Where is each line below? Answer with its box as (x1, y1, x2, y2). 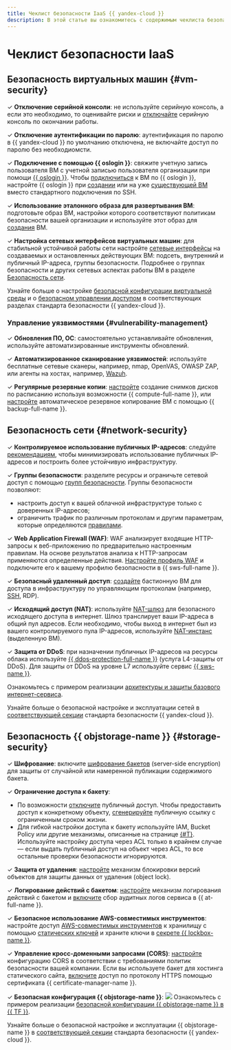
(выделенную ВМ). (7, 634, 62, 642)
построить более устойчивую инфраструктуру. (38, 457, 177, 466)
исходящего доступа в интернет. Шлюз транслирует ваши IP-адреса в (7, 612, 214, 620)
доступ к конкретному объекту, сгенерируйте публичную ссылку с (16, 808, 216, 816)
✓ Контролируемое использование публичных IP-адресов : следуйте (7, 442, 217, 451)
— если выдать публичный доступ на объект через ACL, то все (16, 845, 204, 853)
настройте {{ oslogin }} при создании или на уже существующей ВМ (7, 181, 208, 189)
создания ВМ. (7, 223, 48, 231)
